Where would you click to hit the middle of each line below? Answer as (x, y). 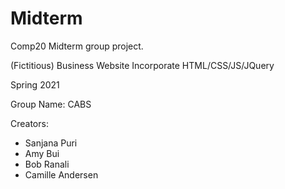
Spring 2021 (35, 84)
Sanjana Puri (51, 143)
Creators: (29, 123)
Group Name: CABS (51, 104)
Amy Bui (42, 153)
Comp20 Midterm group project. (77, 46)
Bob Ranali (47, 164)
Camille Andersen (61, 174)
